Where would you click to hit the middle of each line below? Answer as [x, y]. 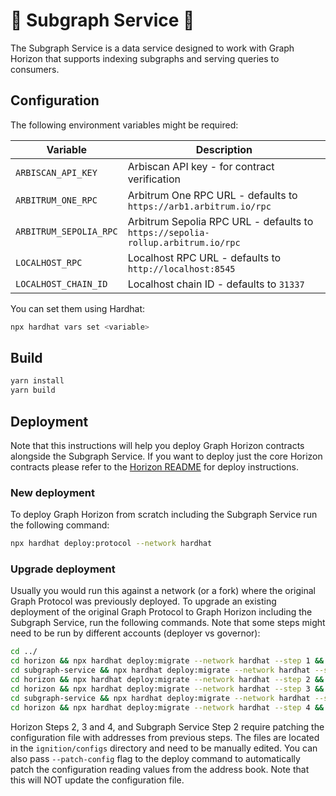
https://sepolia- [168, 232]
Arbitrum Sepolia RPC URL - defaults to [220, 221]
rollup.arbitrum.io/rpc [184, 242]
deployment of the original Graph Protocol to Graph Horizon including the [161, 612]
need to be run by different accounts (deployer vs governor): [135, 633]
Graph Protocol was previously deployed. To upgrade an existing [143, 601]
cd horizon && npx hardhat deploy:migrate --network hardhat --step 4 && [167, 707]
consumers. [35, 69]
